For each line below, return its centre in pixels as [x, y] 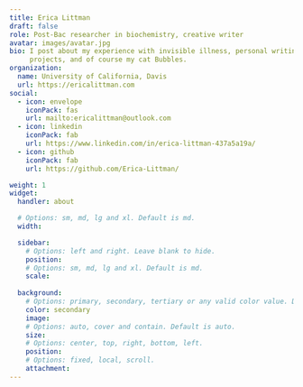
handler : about [46, 202]
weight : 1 [28, 185]
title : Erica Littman [50, 18]
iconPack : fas [52, 110]
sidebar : [34, 243]
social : [24, 93]
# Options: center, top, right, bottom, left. [115, 344]
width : [30, 226]
